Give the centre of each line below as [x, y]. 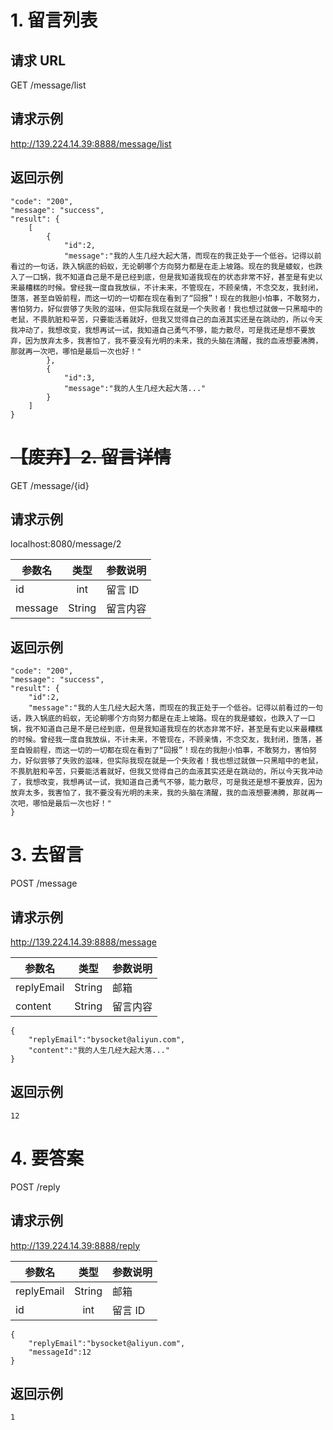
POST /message [44, 883]
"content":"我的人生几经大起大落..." [99, 1050]
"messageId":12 [60, 1352]
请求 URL [38, 60]
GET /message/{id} [50, 485]
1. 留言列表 [54, 20]
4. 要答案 [47, 1158]
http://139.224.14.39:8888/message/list [91, 143]
